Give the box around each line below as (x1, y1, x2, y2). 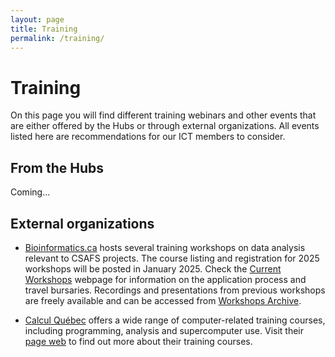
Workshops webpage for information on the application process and (24, 273, 307, 285)
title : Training (10, 24, 78, 34)
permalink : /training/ (10, 33, 105, 43)
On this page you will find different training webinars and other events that (10, 109, 317, 121)
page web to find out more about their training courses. (24, 335, 253, 347)
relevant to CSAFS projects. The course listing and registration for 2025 (24, 252, 320, 264)
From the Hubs (10, 159, 105, 176)
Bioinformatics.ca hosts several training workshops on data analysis (24, 241, 306, 253)
